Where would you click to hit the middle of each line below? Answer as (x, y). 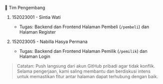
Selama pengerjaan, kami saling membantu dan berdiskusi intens (83, 71)
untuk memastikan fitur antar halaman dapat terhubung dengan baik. (87, 76)
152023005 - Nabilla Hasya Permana (50, 42)
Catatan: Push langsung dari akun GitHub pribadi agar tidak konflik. (86, 66)
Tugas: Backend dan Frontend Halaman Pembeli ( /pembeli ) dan (84, 27)
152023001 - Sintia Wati (36, 17)
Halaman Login (35, 56)
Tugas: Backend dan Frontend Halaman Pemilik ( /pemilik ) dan (83, 51)
